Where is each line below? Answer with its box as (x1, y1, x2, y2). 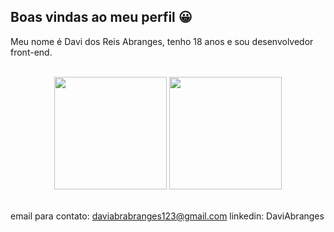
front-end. (10, 46, 53, 58)
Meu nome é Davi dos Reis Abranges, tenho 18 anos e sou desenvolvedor (10, 35, 314, 47)
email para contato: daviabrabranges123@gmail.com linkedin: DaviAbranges (10, 210, 325, 222)
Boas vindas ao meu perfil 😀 (10, 9, 193, 26)
